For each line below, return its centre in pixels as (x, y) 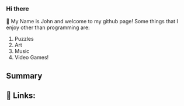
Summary (24, 75)
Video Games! (32, 58)
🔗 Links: (21, 96)
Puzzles (24, 39)
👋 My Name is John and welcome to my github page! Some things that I (92, 22)
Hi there (18, 9)
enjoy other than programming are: (48, 27)
